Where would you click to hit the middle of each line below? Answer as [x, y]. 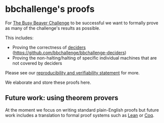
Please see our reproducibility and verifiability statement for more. [72, 72]
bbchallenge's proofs [50, 9]
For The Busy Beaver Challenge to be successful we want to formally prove [82, 23]
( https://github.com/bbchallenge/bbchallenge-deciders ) [69, 53]
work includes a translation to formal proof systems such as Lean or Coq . [80, 115]
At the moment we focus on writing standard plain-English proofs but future [82, 110]
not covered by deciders [37, 63]
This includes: [19, 38]
